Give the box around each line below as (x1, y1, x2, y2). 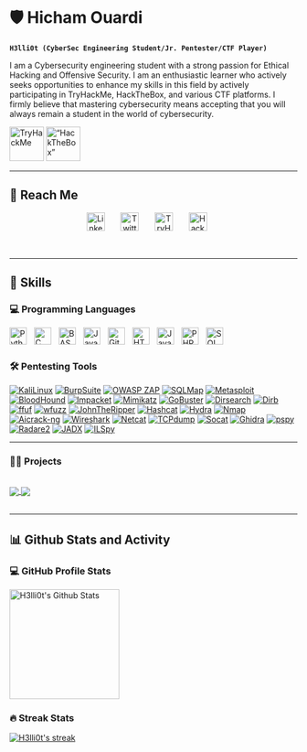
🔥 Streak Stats (9, 711, 75, 724)
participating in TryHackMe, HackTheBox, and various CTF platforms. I (9, 89, 276, 100)
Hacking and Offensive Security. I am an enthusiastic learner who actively (9, 70, 288, 81)
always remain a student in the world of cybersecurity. (9, 108, 215, 119)
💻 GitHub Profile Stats (9, 564, 111, 577)
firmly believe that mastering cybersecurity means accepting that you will (9, 98, 286, 110)
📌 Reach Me (9, 188, 79, 203)
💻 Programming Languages (9, 303, 136, 316)
